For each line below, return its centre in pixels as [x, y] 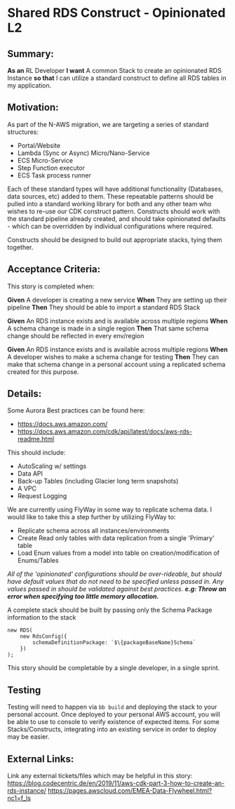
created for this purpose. [43, 372]
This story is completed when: [51, 286]
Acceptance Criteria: [54, 269]
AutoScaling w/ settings [52, 466]
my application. [29, 85]
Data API [30, 474]
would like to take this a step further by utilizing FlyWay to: [92, 517]
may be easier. [28, 737]
